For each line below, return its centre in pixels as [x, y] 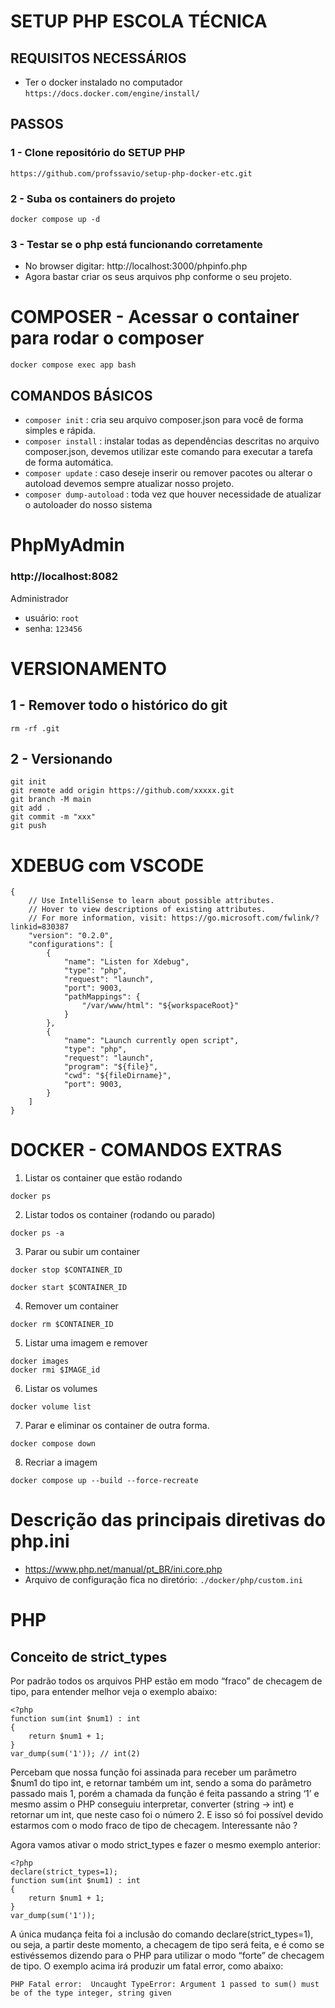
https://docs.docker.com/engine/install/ [112, 94]
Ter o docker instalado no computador [103, 82]
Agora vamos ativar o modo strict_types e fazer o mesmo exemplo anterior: [166, 1845]
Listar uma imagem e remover [86, 1343]
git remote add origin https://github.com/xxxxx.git [122, 791]
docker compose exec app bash [73, 365]
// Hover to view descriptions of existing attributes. [147, 910]
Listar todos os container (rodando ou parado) [120, 1215]
